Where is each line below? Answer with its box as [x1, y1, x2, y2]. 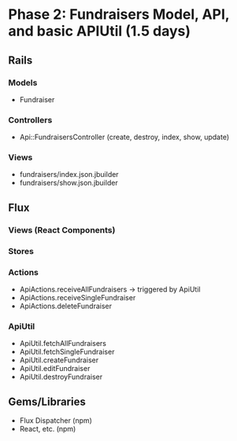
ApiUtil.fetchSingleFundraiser [19, 347, 115, 357]
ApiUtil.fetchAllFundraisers [19, 339, 106, 348]
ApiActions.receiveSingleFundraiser [19, 293, 136, 302]
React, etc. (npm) [19, 424, 76, 434]
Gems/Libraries [8, 395, 87, 408]
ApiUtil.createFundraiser [19, 355, 99, 365]
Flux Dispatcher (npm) [19, 416, 93, 425]
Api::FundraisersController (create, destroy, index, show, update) [19, 132, 230, 142]
